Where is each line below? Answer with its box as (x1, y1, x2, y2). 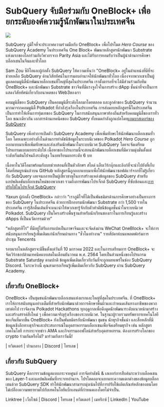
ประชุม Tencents (5, 236, 36, 242)
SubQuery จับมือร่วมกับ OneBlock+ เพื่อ (5, 5, 151, 17)
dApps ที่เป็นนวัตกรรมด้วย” (5, 215, 53, 221)
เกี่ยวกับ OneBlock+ (5, 282, 60, 290)
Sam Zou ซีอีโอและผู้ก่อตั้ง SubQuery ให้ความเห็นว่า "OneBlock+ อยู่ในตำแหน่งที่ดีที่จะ (5, 68, 155, 73)
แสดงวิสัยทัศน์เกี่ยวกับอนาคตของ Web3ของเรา (5, 89, 81, 95)
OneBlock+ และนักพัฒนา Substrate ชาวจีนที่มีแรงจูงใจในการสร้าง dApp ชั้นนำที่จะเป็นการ (5, 84, 158, 90)
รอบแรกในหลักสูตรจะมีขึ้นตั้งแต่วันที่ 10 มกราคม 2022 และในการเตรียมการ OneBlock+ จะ (5, 246, 155, 252)
